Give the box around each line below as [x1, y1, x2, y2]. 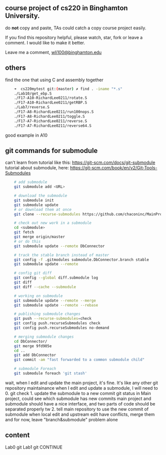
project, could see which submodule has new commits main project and [5, 396, 152, 402]
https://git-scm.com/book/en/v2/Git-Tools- [70, 165, 158, 171]
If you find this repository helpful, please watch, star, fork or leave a [5, 34, 143, 40]
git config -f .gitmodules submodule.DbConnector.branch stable [14, 257, 149, 262]
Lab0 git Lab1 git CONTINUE [5, 444, 63, 450]
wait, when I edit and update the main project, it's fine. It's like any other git [5, 380, 158, 386]
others [5, 64, 26, 72]
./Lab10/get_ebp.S [14, 91, 52, 96]
